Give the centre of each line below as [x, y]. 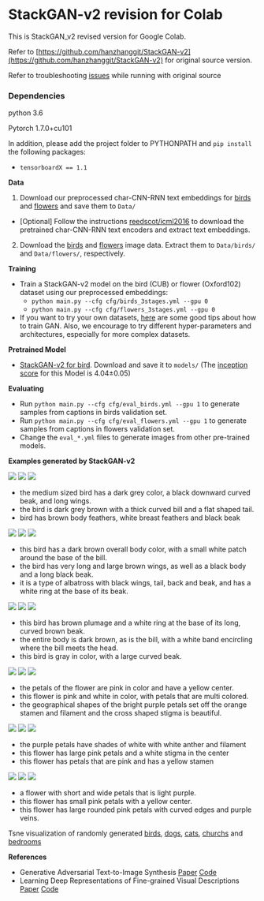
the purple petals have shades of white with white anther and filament [133, 745]
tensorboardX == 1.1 [53, 168]
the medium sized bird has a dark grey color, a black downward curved [135, 493]
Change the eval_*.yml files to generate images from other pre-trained [135, 437]
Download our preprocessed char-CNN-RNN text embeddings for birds [135, 198]
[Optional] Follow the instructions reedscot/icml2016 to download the [132, 222]
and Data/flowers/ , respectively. [73, 253]
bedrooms [25, 842]
